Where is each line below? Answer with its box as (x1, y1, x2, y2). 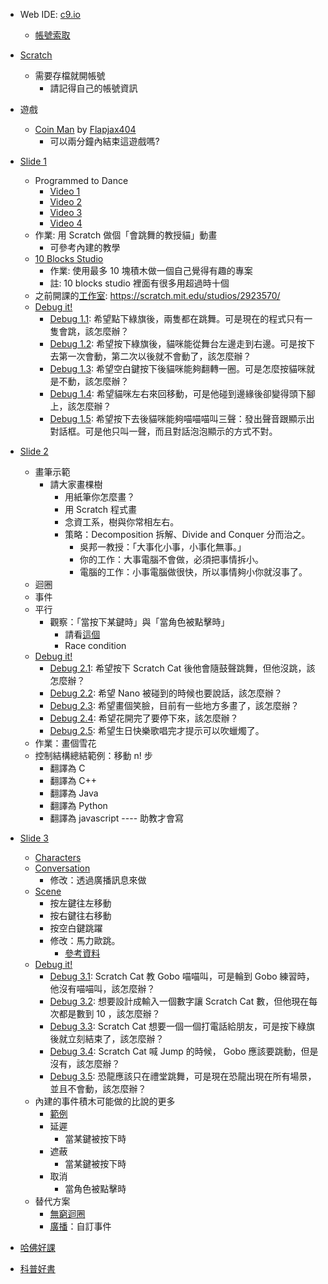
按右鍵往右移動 (49, 910, 112, 921)
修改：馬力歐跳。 (49, 935, 121, 946)
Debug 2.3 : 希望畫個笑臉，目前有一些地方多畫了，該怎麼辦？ (49, 700, 300, 711)
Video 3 (49, 207, 83, 218)
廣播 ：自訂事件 (49, 1220, 112, 1232)
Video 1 (49, 185, 81, 197)
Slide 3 (19, 832, 49, 844)
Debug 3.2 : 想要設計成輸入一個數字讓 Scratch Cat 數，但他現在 (49, 995, 310, 1007)
